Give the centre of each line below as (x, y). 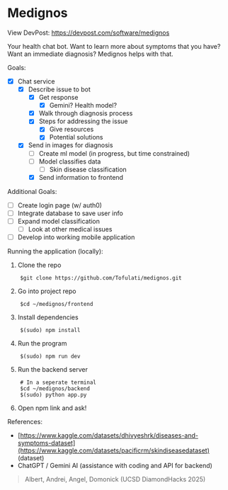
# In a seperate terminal (58, 383)
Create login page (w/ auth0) (60, 205)
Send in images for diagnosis (70, 145)
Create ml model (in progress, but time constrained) (114, 153)
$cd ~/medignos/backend (55, 389)
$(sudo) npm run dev (50, 357)
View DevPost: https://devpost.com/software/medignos (89, 33)
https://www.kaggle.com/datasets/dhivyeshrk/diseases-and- (109, 435)
